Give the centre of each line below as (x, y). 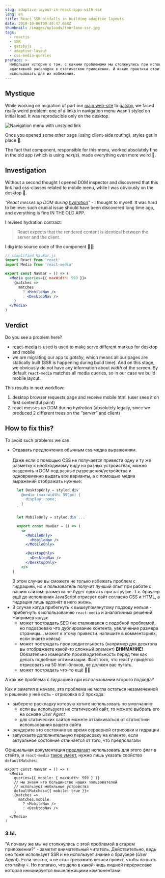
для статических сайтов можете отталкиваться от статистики (84, 719)
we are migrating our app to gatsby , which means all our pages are (80, 357)
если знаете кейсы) (40, 638)
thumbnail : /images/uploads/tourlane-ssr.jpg (52, 28)
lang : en (14, 14)
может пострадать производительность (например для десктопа (88, 644)
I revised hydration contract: (34, 222)
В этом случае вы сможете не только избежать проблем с (74, 581)
